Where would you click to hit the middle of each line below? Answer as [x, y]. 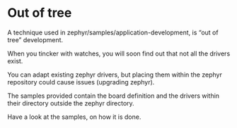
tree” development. [35, 39]
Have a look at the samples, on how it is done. [74, 117]
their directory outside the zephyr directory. [71, 103]
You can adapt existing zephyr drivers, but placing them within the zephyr [115, 75]
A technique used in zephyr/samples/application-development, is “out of [113, 32]
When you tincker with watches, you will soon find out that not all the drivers [119, 53]
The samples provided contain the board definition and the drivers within [114, 96]
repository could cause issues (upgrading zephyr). [81, 82]
